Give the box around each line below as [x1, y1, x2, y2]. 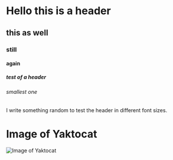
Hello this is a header [6, 4, 111, 18]
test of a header [6, 73, 46, 80]
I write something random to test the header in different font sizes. [6, 106, 167, 113]
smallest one [6, 89, 37, 96]
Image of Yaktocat [6, 127, 97, 141]
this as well [6, 28, 48, 38]
